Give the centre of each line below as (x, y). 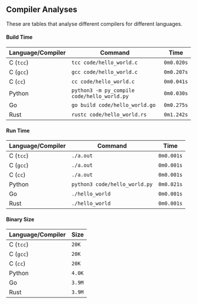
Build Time (19, 37)
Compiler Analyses (42, 10)
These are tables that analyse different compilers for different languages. (94, 23)
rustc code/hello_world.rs (109, 115)
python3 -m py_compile (103, 91)
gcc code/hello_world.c (104, 72)
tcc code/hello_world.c (104, 63)
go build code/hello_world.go (113, 105)
